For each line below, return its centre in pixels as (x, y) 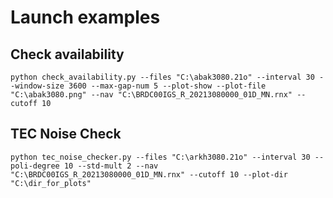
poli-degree (35, 166)
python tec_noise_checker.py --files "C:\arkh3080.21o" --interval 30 (160, 157)
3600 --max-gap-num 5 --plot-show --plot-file (167, 86)
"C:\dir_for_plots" (51, 183)
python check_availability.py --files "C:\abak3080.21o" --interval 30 (162, 77)
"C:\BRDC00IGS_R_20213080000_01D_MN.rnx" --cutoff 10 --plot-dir (149, 174)
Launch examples (85, 17)
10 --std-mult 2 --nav (111, 166)
